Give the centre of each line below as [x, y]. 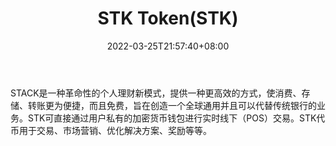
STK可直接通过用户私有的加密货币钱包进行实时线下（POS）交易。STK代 [176, 118]
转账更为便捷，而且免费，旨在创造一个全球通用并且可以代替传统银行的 [172, 105]
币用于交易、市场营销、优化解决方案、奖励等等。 [111, 130]
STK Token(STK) [168, 18]
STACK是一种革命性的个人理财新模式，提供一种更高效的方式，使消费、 [156, 93]
